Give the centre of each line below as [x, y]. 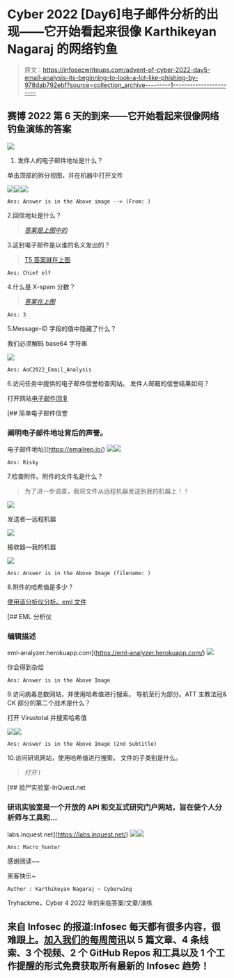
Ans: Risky [23, 463]
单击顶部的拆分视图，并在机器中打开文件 [65, 175]
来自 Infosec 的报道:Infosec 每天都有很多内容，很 [114, 927]
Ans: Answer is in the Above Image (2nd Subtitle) [82, 744]
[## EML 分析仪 [30, 617]
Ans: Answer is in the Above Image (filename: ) [79, 573]
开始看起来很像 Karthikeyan [136, 32]
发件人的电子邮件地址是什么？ [60, 160]
